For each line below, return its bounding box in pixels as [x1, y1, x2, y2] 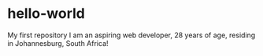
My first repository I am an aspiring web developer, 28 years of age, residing [7, 30, 256, 40]
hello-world [7, 5, 86, 23]
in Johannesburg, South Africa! [7, 38, 109, 47]
